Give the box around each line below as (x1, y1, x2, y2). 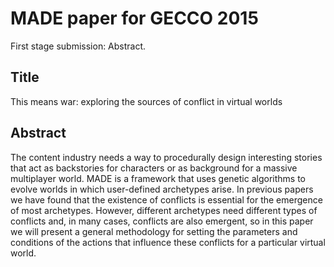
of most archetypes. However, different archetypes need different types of (10, 204, 318, 216)
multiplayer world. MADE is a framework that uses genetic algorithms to (10, 172, 306, 184)
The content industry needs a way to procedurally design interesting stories (10, 151, 323, 163)
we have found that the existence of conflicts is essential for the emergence (10, 193, 323, 206)
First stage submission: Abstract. (10, 40, 147, 52)
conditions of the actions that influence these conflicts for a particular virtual (10, 236, 326, 248)
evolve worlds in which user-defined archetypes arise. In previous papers (10, 183, 314, 195)
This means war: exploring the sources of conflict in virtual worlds (10, 95, 283, 107)
